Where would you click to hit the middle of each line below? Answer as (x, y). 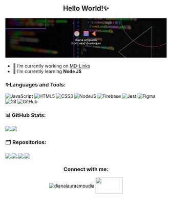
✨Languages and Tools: (36, 85)
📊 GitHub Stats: (26, 115)
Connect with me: (86, 169)
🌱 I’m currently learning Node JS (47, 71)
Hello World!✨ (86, 8)
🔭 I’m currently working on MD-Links (51, 66)
